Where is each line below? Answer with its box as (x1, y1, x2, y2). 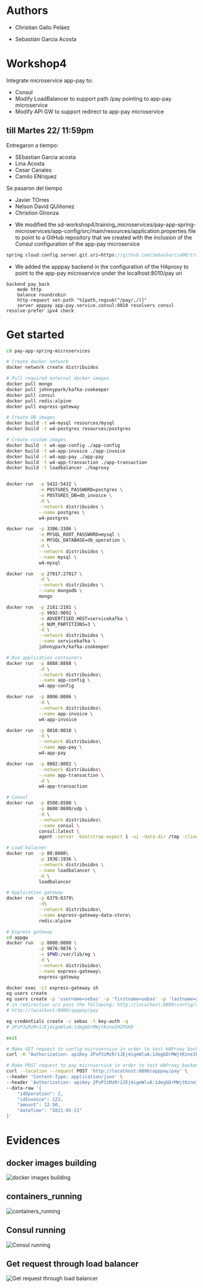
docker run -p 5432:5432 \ (6, 481, 77, 487)
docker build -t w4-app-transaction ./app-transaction (6, 459, 147, 465)
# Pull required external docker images (6, 376, 110, 382)
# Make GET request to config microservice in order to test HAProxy (6, 1046, 185, 1052)
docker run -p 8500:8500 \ (6, 800, 77, 806)
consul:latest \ (38, 828, 80, 834)
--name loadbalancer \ (38, 867, 96, 874)
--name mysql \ (38, 554, 77, 560)
